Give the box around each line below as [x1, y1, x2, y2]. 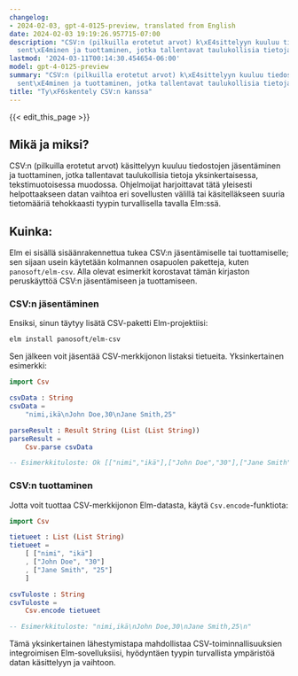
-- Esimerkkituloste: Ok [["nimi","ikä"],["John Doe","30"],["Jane [9, 458, 264, 468]
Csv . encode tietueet [25, 606, 101, 616]
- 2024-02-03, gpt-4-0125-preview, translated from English [9, 21, 237, 30]
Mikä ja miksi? [9, 136, 90, 152]
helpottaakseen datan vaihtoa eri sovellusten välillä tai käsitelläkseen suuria [9, 189, 286, 199]
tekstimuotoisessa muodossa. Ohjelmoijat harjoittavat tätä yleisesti [9, 179, 253, 190]
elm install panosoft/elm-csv [9, 335, 122, 344]
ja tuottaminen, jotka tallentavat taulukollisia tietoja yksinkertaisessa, [9, 170, 259, 181]
